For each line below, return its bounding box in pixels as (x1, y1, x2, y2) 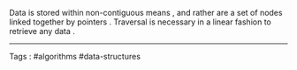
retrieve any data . (9, 26, 75, 36)
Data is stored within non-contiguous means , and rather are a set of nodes (9, 8, 283, 17)
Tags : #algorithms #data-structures (9, 52, 141, 61)
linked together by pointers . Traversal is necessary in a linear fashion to (9, 17, 271, 27)
